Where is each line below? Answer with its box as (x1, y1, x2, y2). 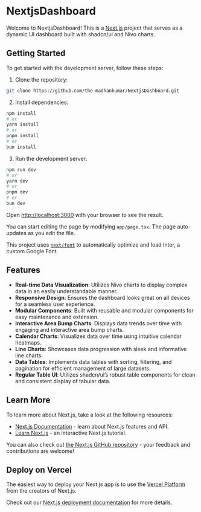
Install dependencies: (14, 99, 69, 106)
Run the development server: (14, 155, 88, 162)
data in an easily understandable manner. (14, 287, 118, 294)
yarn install (6, 122, 39, 128)
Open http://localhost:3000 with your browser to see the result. (6, 211, 164, 218)
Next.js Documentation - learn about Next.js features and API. (14, 423, 169, 430)
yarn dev (6, 178, 28, 184)
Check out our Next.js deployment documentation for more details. (6, 499, 173, 506)
